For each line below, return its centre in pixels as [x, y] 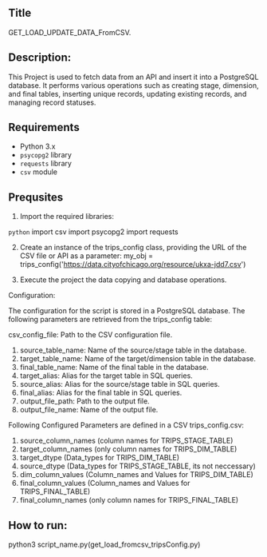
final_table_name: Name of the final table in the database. [114, 368]
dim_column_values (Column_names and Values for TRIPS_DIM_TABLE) [136, 475]
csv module [39, 172]
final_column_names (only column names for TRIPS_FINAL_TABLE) [129, 500]
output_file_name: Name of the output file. [89, 410]
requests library [45, 164]
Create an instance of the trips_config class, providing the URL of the [133, 248]
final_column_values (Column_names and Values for [105, 483]
